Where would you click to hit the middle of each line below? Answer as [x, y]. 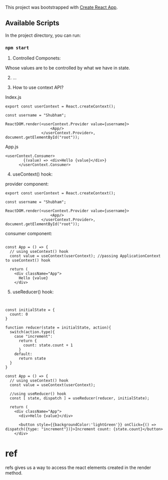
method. [14, 473]
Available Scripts [32, 23]
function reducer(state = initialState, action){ [58, 328]
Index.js [13, 97]
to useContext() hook [28, 260]
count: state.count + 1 [48, 345]
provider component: [27, 184]
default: [23, 354]
